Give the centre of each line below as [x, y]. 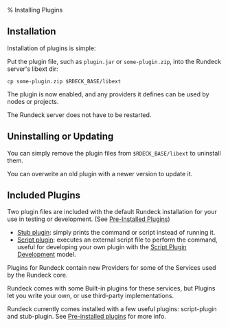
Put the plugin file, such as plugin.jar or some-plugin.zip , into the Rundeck [114, 61]
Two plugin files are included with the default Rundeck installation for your [112, 212]
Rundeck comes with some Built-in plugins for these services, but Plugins [111, 288]
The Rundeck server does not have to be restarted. [79, 115]
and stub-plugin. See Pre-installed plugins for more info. [87, 317]
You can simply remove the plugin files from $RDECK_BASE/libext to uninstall [114, 153]
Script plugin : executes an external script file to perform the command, [117, 240]
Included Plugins [44, 196]
